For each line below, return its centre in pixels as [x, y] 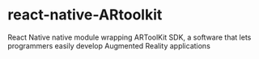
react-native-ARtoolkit [85, 15]
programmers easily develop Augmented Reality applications [109, 45]
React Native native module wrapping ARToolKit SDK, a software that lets [129, 37]
